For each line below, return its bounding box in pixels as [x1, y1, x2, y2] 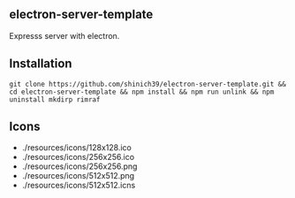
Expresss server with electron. [9, 30, 120, 41]
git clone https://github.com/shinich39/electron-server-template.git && [9, 80, 287, 88]
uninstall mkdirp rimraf [9, 95, 101, 104]
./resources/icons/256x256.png [21, 161, 138, 171]
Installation [9, 57, 72, 72]
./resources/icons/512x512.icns [21, 180, 136, 191]
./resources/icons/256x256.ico [21, 152, 135, 163]
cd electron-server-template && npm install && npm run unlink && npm [9, 88, 275, 96]
